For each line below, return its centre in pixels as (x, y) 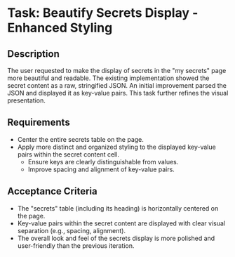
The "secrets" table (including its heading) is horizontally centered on (118, 208)
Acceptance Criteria (52, 191)
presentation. (26, 100)
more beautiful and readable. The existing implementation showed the (108, 78)
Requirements (39, 123)
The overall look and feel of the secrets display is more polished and (116, 238)
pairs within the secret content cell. (68, 154)
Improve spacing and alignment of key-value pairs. (101, 169)
